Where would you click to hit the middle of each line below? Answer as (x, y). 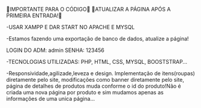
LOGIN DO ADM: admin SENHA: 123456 (55, 50)
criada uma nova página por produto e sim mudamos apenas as (85, 92)
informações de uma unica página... (50, 99)
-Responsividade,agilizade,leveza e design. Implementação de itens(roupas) (100, 73)
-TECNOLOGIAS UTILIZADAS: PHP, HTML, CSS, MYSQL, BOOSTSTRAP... (97, 62)
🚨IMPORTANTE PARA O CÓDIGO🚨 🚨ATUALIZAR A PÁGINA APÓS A (88, 9)
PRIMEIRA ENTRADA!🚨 (34, 16)
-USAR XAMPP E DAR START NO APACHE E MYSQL (70, 27)
